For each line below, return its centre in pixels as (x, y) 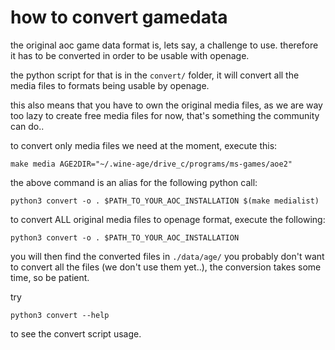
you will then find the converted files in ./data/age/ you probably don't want (167, 256)
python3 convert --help (60, 315)
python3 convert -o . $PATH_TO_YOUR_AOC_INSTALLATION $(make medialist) (165, 201)
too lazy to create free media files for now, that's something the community (165, 115)
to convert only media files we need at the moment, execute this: (144, 145)
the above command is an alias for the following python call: (134, 182)
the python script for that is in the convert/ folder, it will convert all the (155, 75)
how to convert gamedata (119, 17)
